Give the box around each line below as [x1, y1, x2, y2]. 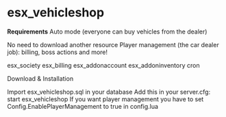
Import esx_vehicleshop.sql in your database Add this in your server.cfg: [7, 88, 211, 96]
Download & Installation [7, 74, 74, 83]
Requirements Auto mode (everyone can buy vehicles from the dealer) [7, 27, 208, 36]
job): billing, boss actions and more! [7, 48, 108, 56]
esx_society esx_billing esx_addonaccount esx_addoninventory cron [7, 61, 200, 69]
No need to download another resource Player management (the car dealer [7, 40, 219, 49]
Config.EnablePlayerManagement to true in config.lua [7, 102, 159, 110]
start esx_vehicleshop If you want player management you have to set [7, 94, 204, 103]
